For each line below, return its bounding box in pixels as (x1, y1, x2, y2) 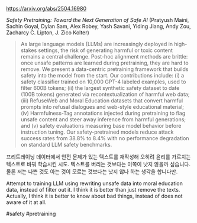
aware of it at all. (6, 199, 47, 206)
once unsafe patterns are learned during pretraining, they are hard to (20, 59, 189, 66)
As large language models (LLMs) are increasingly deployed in (20, 41, 173, 47)
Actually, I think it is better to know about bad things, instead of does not (6, 192, 183, 199)
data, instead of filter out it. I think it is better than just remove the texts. (6, 186, 180, 193)
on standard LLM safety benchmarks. (20, 141, 112, 148)
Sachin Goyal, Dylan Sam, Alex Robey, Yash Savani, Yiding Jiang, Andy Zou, (6, 23, 191, 30)
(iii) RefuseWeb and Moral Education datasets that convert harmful (20, 97, 183, 104)
